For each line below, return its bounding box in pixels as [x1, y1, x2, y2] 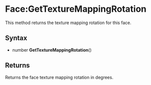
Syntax [5, 34, 27, 42]
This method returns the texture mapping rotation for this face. [5, 20, 131, 26]
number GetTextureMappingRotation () [12, 47, 92, 53]
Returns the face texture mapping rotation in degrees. [5, 74, 114, 80]
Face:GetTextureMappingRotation [5, 3, 147, 15]
